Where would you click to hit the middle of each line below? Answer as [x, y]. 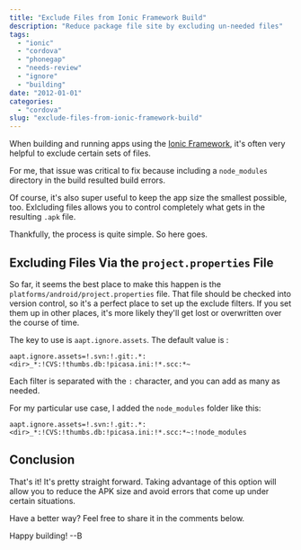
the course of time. [44, 322]
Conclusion [42, 460]
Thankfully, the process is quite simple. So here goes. [109, 234]
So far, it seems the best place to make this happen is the [115, 284]
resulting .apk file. [43, 217]
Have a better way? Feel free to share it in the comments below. [127, 518]
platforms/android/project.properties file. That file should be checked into [150, 293]
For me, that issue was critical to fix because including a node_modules [138, 171]
